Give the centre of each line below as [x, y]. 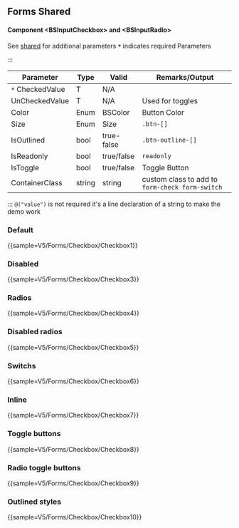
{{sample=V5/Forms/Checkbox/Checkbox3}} [74, 279]
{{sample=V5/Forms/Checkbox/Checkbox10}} [75, 517]
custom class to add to [180, 179]
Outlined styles [34, 502]
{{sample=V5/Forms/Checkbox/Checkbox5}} [73, 347]
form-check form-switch [182, 187]
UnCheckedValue [40, 100]
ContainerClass [37, 182]
